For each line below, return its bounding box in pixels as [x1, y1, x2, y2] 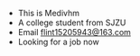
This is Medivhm [17, 8, 79, 18]
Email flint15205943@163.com [17, 27, 131, 37]
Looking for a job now [17, 36, 99, 47]
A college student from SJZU [17, 17, 126, 28]
